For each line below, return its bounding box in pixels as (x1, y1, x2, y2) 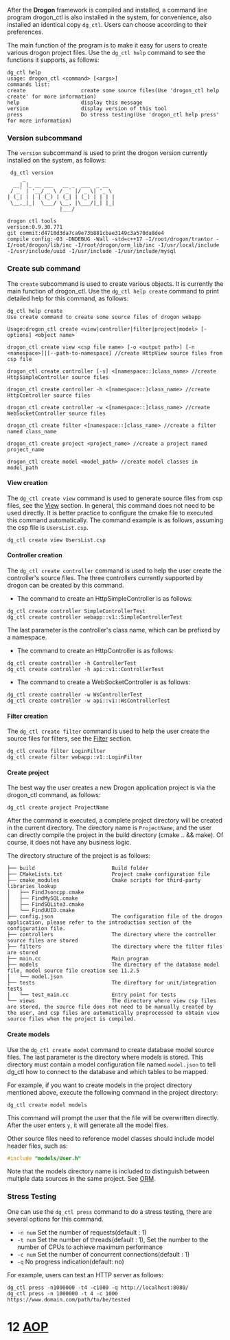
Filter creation (7, 712, 48, 720)
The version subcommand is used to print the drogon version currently (7, 149, 208, 157)
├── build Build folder (7, 865, 149, 872)
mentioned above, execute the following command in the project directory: (7, 1088, 218, 1096)
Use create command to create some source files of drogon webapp (7, 313, 201, 320)
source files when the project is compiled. (7, 1016, 137, 1022)
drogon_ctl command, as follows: (7, 791, 101, 799)
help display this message (7, 99, 143, 106)
